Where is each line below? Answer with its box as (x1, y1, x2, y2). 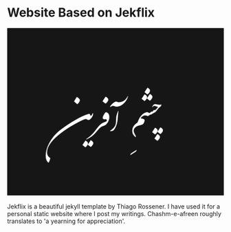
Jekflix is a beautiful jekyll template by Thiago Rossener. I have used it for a (7, 202, 221, 211)
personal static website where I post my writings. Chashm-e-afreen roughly (7, 210, 222, 218)
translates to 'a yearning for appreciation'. (7, 217, 126, 225)
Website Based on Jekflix (7, 5, 155, 21)
